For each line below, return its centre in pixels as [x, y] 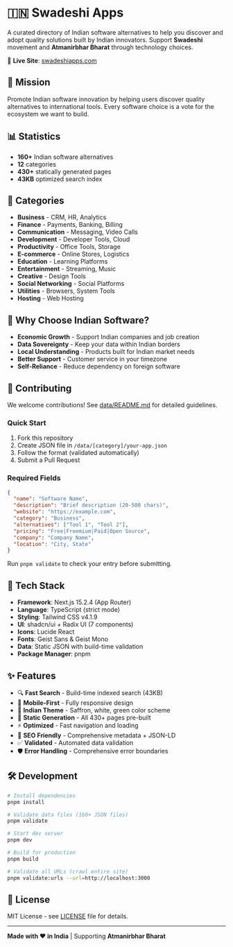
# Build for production [42, 853]
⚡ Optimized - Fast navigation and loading [78, 725]
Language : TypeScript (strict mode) [68, 610]
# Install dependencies [42, 796]
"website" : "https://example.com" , [65, 512]
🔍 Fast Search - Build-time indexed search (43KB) [90, 692]
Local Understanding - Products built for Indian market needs [106, 352]
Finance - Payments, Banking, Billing [70, 225]
